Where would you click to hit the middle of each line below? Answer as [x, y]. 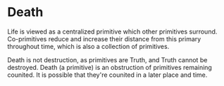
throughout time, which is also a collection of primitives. [88, 46]
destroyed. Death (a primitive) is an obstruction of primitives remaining [110, 67]
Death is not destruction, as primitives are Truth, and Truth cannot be [107, 59]
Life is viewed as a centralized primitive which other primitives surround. [112, 31]
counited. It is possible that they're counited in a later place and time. [107, 75]
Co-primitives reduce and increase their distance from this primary [104, 38]
